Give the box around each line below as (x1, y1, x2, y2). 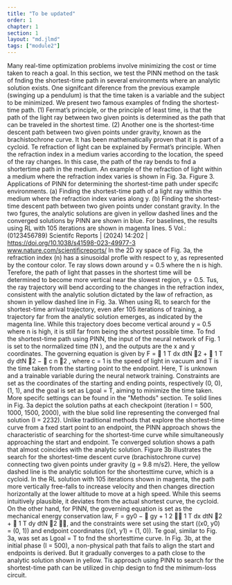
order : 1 (7, 17, 33, 24)
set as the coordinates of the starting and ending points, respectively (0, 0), (7, 379, 223, 387)
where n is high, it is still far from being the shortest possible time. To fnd (7, 327, 215, 336)
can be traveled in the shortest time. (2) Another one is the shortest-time (7, 121, 215, 129)
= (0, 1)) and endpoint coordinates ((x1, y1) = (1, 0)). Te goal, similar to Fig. (7, 527, 217, 535)
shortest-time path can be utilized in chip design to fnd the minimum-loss (7, 563, 217, 572)
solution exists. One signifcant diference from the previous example (7, 84, 200, 92)
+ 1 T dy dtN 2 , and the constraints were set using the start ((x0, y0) (7, 519, 220, 527)
